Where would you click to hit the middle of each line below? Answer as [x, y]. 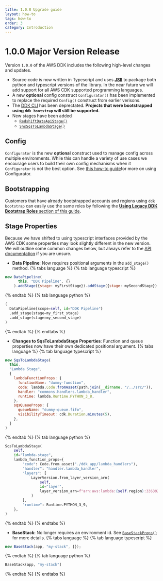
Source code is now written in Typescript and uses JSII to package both [84, 80]
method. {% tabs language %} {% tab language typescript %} [74, 268]
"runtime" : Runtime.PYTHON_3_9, [55, 505]
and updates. [18, 70]
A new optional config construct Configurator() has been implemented [84, 95]
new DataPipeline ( [24, 277]
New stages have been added [42, 116]
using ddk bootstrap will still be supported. [56, 111]
